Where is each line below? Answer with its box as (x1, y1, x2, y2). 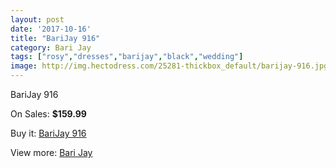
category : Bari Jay (10, 42, 92, 53)
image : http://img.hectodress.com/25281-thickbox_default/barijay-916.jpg (10, 61, 329, 71)
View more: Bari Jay (10, 147, 93, 158)
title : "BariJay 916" (10, 33, 101, 43)
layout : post (10, 14, 65, 25)
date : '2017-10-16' (10, 24, 92, 34)
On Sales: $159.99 (10, 108, 87, 120)
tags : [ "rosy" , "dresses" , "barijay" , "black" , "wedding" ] (10, 52, 244, 62)
